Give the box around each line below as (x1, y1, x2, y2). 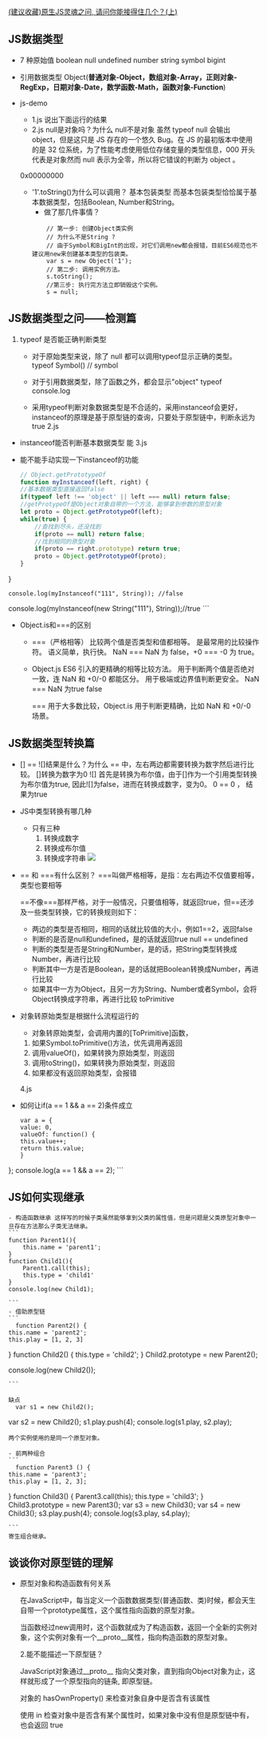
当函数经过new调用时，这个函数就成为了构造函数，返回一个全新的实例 (19, 1623, 251, 1632)
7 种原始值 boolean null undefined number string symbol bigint (19, 55, 226, 65)
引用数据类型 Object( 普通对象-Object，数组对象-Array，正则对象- (19, 72, 238, 81)
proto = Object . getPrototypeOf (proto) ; (34, 552, 167, 561)
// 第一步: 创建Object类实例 (46, 225, 134, 233)
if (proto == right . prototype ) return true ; (34, 545, 182, 553)
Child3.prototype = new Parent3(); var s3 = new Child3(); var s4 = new (8, 1500, 241, 1509)
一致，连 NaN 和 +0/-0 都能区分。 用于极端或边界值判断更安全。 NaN (31, 674, 260, 683)
